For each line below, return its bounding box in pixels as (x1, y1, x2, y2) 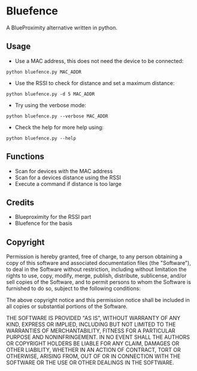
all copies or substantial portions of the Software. (6, 303, 128, 310)
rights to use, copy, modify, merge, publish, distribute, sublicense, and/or (6, 272, 187, 279)
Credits (6, 197, 35, 207)
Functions (6, 152, 45, 162)
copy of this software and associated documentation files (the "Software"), (6, 260, 192, 267)
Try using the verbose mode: (14, 101, 87, 108)
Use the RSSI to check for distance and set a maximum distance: (14, 79, 175, 86)
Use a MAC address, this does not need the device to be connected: (14, 57, 184, 64)
